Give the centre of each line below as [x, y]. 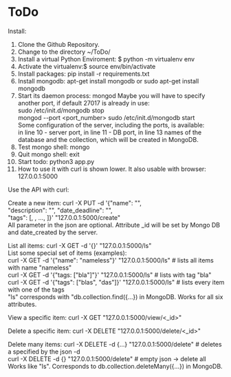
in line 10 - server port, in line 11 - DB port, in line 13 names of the [110, 132]
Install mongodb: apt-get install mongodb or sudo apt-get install [108, 81]
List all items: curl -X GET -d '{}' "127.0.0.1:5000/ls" [80, 245]
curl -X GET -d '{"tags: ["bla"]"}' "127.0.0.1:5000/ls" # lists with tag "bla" [110, 275]
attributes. [22, 304]
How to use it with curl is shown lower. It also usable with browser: [112, 169]
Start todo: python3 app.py [56, 161]
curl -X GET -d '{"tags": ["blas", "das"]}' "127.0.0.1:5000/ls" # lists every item [116, 282]
